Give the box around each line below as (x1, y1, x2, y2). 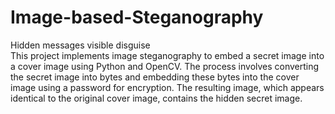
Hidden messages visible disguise (10, 39, 151, 51)
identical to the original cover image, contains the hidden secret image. (10, 92, 303, 104)
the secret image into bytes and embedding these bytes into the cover (10, 71, 300, 83)
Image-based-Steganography (10, 6, 264, 29)
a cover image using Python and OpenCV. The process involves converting (10, 60, 320, 72)
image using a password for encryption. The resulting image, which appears (10, 81, 325, 93)
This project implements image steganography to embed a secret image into (10, 49, 325, 61)
